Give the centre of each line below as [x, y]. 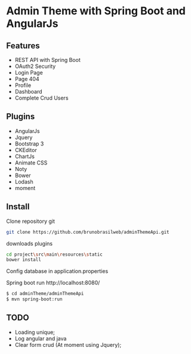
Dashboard [29, 91]
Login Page [29, 72]
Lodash [24, 181]
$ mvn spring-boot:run [34, 299]
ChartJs [24, 156]
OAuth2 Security [35, 66]
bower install [24, 260]
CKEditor [26, 150]
